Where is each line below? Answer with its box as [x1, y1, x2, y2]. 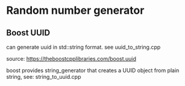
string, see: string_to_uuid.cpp [6, 73, 81, 80]
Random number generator [6, 4, 145, 17]
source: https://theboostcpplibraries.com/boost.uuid [6, 55, 137, 62]
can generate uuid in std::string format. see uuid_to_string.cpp [6, 43, 161, 51]
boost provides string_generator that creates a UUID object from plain [6, 67, 180, 74]
